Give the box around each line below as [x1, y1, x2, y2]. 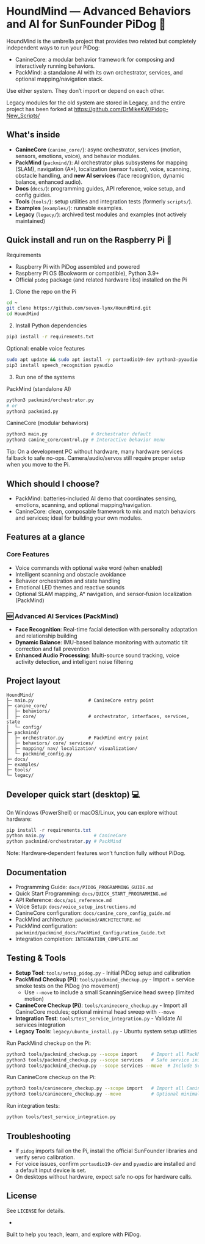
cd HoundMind [6, 311, 40, 317]
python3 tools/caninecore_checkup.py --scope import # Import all [6, 1085, 184, 1091]
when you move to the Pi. [6, 461, 70, 468]
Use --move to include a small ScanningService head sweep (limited [24, 988, 195, 996]
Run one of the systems [15, 373, 75, 380]
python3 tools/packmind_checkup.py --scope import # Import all [6, 1051, 184, 1057]
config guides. [15, 191, 52, 198]
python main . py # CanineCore [6, 832, 127, 839]
